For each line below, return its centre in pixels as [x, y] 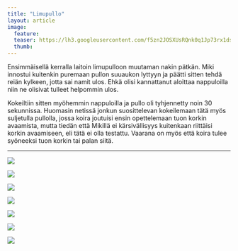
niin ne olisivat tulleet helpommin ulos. [63, 89]
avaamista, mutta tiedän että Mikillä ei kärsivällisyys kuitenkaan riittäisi [110, 125]
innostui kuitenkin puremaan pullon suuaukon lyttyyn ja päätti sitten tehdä [115, 74]
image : [17, 27]
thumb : [23, 47]
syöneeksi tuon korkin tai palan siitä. [60, 141]
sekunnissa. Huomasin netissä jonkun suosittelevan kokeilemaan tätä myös [117, 111]
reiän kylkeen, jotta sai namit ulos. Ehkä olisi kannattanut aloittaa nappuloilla [118, 82]
